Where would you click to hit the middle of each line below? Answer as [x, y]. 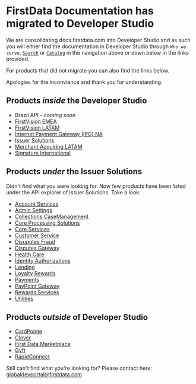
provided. [18, 59]
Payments [27, 279]
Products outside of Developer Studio [77, 317]
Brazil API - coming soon [45, 115]
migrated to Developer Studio [80, 23]
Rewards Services [37, 292]
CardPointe [29, 332]
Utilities [24, 298]
